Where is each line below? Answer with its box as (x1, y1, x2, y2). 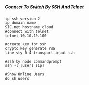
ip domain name (5, 20, 36, 25)
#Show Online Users (5, 71, 45, 77)
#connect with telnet (5, 29, 49, 34)
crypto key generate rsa (5, 46, 55, 51)
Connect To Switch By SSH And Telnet (5, 4, 84, 10)
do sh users (5, 76, 29, 81)
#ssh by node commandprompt (5, 59, 62, 64)
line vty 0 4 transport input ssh (5, 50, 75, 55)
